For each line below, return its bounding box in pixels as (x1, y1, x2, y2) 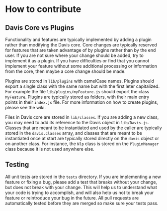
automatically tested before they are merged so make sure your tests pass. (5, 200, 159, 206)
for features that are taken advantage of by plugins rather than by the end (5, 47, 156, 53)
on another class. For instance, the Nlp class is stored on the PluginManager (5, 141, 159, 147)
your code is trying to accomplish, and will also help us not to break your (5, 190, 154, 196)
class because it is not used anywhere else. (5, 146, 94, 152)
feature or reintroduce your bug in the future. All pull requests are (5, 195, 139, 201)
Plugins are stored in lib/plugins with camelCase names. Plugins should (5, 78, 154, 84)
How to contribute (5, 3, 82, 15)
